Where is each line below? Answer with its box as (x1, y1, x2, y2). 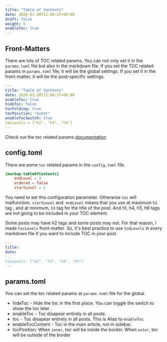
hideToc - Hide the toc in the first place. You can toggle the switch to (12, 300, 154, 306)
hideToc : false (5, 102, 37, 107)
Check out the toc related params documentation (5, 134, 106, 140)
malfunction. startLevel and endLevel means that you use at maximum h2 (5, 200, 157, 205)
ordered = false (14, 181, 48, 186)
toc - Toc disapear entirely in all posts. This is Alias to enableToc (12, 316, 144, 322)
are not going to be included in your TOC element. (5, 210, 108, 216)
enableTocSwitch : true (5, 116, 52, 121)
